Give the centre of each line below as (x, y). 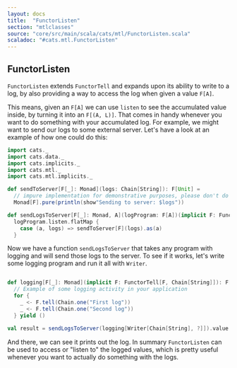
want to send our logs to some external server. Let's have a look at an (109, 130)
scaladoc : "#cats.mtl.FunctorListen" (63, 40)
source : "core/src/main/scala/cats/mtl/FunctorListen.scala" (99, 34)
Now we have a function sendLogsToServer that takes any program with (110, 248)
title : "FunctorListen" (44, 21)
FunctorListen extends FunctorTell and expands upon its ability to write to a (119, 86)
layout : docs (26, 14)
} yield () (30, 316)
